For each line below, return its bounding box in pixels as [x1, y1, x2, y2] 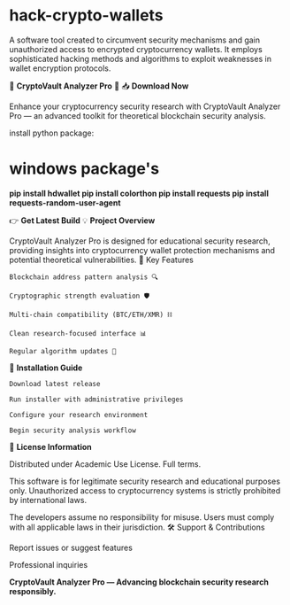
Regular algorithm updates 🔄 [9, 346, 117, 355]
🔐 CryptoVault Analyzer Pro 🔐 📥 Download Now [9, 81, 189, 91]
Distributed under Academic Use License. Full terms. [9, 458, 202, 469]
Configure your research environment [9, 410, 149, 419]
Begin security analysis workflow [9, 426, 137, 435]
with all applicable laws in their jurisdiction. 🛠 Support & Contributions [9, 522, 265, 532]
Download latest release [9, 379, 101, 388]
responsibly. [9, 586, 57, 596]
